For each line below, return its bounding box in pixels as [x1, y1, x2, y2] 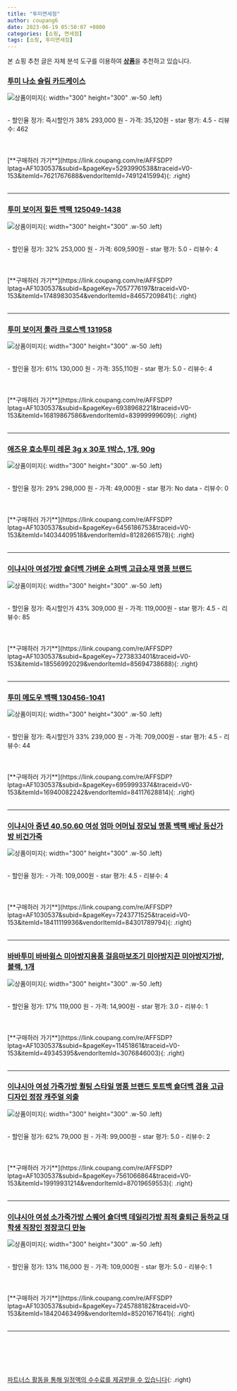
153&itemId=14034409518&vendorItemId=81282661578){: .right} [7, 531, 195, 539]
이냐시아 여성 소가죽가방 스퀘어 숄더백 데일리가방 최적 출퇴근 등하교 [7, 1212, 221, 1222]
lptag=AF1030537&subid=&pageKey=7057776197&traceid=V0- [7, 284, 190, 292]
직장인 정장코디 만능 [22, 1222, 86, 1232]
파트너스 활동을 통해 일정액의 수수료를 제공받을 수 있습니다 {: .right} [7, 1375, 192, 1384]
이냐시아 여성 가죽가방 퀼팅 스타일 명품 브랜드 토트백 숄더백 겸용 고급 [7, 1082, 224, 1092]
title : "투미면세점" [7, 10, 61, 18]
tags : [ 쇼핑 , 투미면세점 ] [7, 37, 73, 44]
